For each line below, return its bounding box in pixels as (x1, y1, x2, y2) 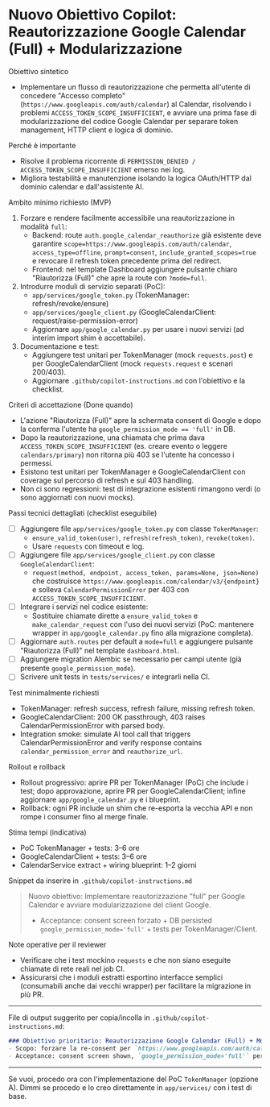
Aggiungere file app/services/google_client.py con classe (19, 550, 215, 559)
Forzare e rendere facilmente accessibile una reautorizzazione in (19, 213, 235, 222)
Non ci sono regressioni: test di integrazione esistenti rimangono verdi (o (19, 483, 261, 493)
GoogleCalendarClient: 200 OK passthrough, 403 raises (19, 712, 206, 722)
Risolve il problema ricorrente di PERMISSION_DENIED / (19, 155, 196, 166)
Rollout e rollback (8, 762, 66, 772)
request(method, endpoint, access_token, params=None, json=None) (31, 570, 260, 578)
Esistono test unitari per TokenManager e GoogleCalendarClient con (19, 466, 246, 476)
